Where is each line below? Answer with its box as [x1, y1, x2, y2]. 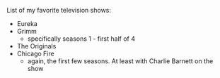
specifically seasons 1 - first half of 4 [27, 34, 136, 43]
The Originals [16, 42, 57, 50]
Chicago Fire [16, 49, 54, 58]
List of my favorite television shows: [6, 6, 111, 14]
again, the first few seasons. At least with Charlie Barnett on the [27, 57, 214, 65]
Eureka [16, 20, 38, 27]
